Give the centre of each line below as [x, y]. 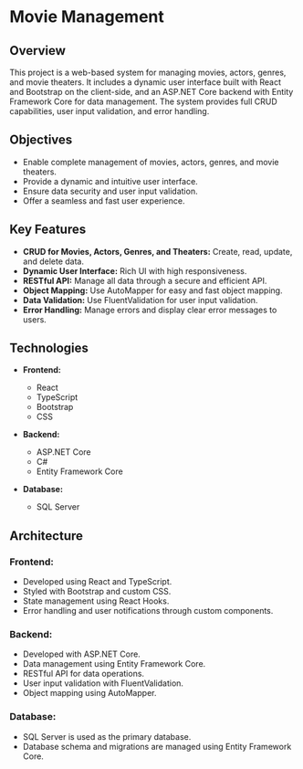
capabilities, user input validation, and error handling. [110, 111]
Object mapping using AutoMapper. [89, 693]
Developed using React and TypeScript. [97, 582]
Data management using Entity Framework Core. [114, 664]
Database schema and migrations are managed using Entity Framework [157, 746]
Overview [38, 51]
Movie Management [87, 17]
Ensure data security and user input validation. [110, 191]
